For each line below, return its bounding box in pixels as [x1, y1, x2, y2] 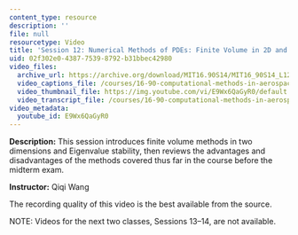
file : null [9, 29, 50, 38]
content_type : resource [9, 12, 98, 22]
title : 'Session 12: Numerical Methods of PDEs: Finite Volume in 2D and [9, 46, 288, 55]
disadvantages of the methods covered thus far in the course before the [9, 155, 273, 166]
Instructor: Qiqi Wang [9, 182, 90, 192]
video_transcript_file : [17, 95, 105, 105]
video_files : [9, 63, 58, 72]
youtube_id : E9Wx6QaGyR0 [17, 112, 109, 121]
